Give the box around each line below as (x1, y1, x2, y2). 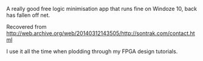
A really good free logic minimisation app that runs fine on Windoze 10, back (6, 5, 198, 12)
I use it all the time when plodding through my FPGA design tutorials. (6, 48, 178, 55)
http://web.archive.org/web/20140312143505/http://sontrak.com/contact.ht (6, 30, 196, 37)
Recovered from (6, 24, 47, 30)
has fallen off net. (6, 11, 50, 19)
